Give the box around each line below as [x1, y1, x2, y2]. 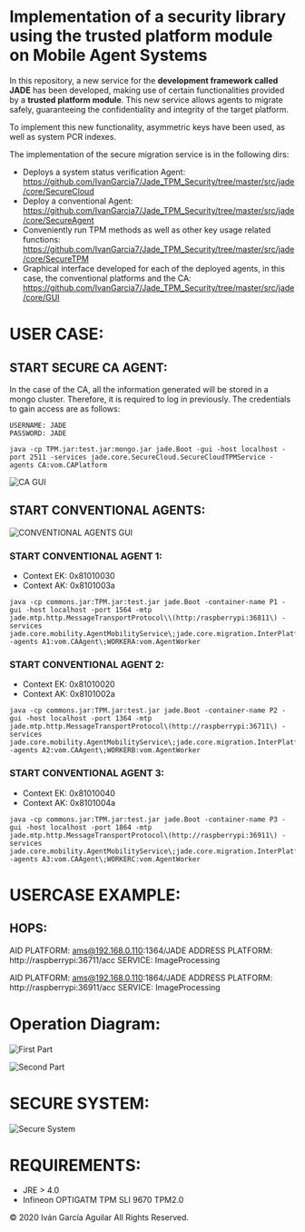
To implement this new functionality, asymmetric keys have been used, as [9, 121, 286, 133]
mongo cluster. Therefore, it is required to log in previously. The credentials [9, 393, 291, 404]
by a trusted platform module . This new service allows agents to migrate [9, 94, 283, 105]
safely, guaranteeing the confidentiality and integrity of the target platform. [9, 104, 289, 114]
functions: [22, 233, 61, 244]
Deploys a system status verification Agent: [22, 166, 186, 177]
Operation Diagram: [9, 1013, 162, 1034]
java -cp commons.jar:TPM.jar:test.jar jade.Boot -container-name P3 [9, 815, 279, 824]
